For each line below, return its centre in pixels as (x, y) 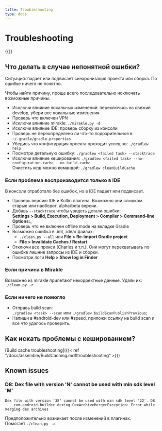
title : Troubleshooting (29, 9)
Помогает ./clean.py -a (30, 423)
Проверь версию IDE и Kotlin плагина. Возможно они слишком (77, 200)
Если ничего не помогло (35, 297)
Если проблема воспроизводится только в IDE (63, 180)
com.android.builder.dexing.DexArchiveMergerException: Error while (84, 405)
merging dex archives (27, 409)
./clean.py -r (19, 285)
